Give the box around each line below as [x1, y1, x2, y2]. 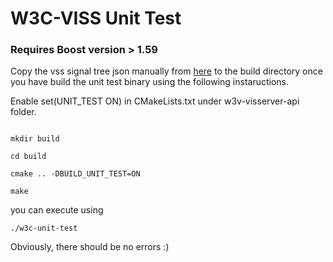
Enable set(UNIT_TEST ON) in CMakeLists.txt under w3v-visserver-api [10, 95, 300, 107]
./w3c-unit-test [10, 223, 78, 234]
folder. [10, 106, 37, 118]
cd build [10, 152, 47, 162]
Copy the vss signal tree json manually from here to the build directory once [10, 65, 323, 77]
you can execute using [10, 204, 104, 216]
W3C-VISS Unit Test [10, 7, 182, 30]
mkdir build [10, 134, 60, 144]
